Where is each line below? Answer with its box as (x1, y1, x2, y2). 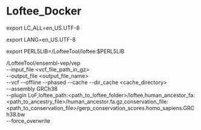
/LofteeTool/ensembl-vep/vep (6, 59, 81, 67)
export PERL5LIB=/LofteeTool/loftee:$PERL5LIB (6, 47, 125, 55)
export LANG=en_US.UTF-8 (6, 36, 76, 43)
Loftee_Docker (6, 4, 82, 18)
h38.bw (6, 111, 25, 118)
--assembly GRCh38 (6, 85, 58, 92)
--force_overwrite (6, 117, 50, 125)
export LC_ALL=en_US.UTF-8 (6, 24, 80, 31)
